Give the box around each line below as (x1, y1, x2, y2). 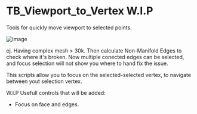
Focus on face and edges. (14, 100, 79, 108)
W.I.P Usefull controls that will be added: (6, 89, 106, 96)
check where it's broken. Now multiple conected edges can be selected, (6, 53, 184, 60)
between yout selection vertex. (6, 78, 82, 85)
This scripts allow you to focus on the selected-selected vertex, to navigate (6, 71, 192, 78)
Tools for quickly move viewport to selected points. (6, 24, 133, 31)
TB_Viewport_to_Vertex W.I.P (6, 4, 153, 18)
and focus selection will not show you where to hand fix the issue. (6, 60, 168, 67)
